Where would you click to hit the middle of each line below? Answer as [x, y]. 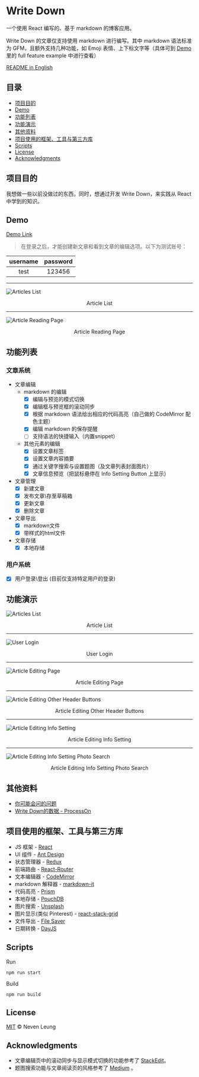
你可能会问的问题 [36, 804]
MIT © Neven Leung [31, 1027]
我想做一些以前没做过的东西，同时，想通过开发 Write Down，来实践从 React [99, 193]
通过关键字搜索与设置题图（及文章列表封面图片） [92, 466]
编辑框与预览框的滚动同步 [64, 407]
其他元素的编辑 [42, 444]
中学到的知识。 [24, 201]
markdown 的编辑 [45, 392]
